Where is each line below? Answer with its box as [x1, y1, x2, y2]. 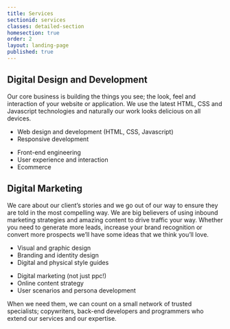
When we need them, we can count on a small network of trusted [7, 299, 192, 308]
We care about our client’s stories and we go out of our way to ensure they [7, 201, 218, 209]
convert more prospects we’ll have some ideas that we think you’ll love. [7, 230, 209, 238]
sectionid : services [7, 17, 67, 23]
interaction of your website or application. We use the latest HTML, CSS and [7, 99, 222, 107]
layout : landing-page [7, 42, 69, 49]
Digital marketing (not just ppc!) [16, 271, 107, 279]
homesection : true [7, 29, 60, 36]
